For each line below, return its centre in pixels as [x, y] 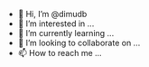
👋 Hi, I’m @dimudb [52, 14]
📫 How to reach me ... [60, 53]
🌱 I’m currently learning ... [66, 33]
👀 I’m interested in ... [56, 24]
